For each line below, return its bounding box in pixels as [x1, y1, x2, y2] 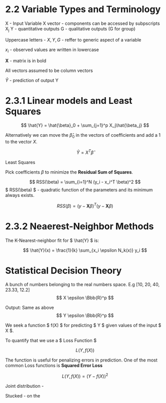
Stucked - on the [5, 393, 40, 399]
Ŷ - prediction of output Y [5, 77, 59, 83]
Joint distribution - [5, 383, 44, 389]
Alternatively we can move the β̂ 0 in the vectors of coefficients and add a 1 [5, 132, 161, 140]
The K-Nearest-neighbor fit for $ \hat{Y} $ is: [5, 237, 99, 244]
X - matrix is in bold [5, 57, 47, 64]
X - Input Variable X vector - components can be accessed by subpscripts [5, 20, 160, 26]
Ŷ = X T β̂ [76, 148, 94, 155]
